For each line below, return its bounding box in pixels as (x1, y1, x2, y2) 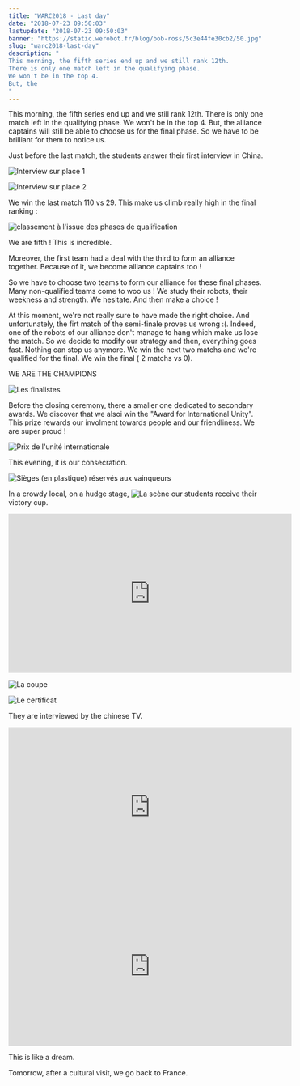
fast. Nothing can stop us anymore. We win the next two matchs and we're (8, 345, 257, 354)
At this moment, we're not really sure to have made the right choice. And (8, 311, 250, 320)
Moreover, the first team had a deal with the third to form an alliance (8, 253, 235, 263)
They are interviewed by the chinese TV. (8, 711, 143, 721)
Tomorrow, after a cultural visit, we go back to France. (8, 1068, 188, 1078)
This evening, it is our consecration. (8, 458, 128, 468)
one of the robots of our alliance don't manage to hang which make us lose (8, 328, 259, 337)
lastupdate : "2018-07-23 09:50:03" (8, 27, 129, 35)
